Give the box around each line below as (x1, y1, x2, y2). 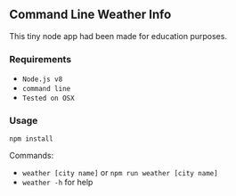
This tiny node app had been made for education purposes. (9, 30, 227, 41)
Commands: (9, 151, 54, 161)
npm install (9, 135, 53, 143)
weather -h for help (21, 177, 94, 188)
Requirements (9, 53, 72, 65)
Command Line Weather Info (9, 7, 172, 22)
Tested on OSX (21, 94, 75, 103)
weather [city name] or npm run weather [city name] (21, 167, 218, 178)
